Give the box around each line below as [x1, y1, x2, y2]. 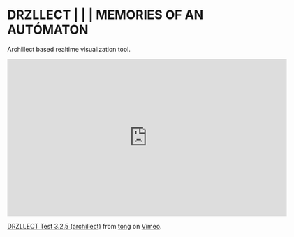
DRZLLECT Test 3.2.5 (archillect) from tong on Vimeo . [7, 222, 162, 230]
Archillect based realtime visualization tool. [7, 45, 131, 53]
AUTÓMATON [7, 22, 89, 38]
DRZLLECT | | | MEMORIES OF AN [7, 7, 204, 23]
